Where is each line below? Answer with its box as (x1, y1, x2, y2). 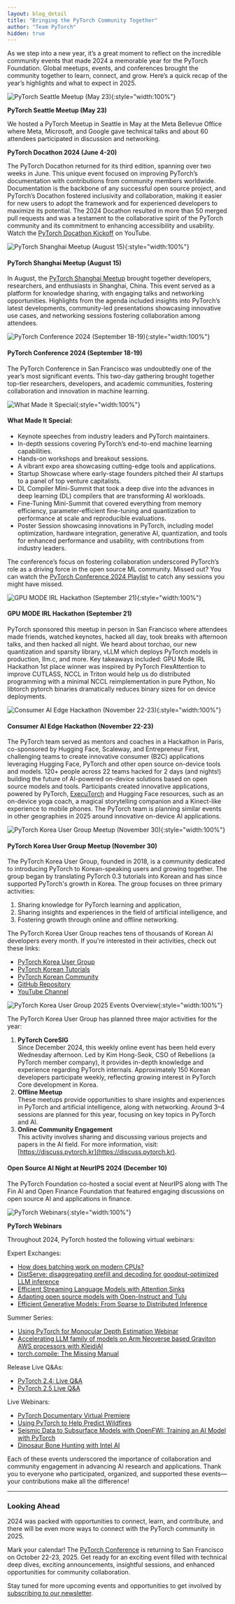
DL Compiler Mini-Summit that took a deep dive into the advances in (17, 484, 215, 492)
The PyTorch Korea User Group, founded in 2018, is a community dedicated (7, 857, 225, 866)
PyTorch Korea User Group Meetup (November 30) (7, 842, 157, 850)
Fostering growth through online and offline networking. (17, 915, 178, 924)
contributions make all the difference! (22, 1477, 129, 1485)
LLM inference (17, 1277, 59, 1285)
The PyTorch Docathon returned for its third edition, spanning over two (7, 162, 212, 171)
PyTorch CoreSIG (17, 1036, 69, 1045)
